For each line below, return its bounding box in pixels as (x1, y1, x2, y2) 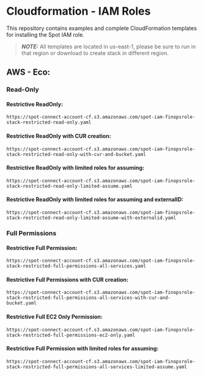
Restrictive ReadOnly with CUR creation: (6, 133, 111, 140)
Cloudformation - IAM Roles (6, 4, 151, 18)
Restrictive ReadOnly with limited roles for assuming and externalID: (6, 196, 183, 203)
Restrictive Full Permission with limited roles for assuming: (6, 345, 159, 352)
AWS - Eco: (6, 67, 51, 78)
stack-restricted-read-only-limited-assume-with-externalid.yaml (6, 215, 176, 221)
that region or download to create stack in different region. (21, 49, 169, 56)
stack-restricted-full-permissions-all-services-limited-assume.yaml (6, 364, 188, 370)
